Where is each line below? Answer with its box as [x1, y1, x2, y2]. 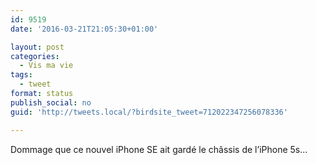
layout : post [10, 42, 65, 52]
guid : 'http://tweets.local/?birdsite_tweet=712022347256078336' [10, 107, 288, 117]
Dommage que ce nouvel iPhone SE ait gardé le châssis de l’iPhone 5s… [10, 143, 308, 155]
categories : [10, 51, 60, 61]
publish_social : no [10, 97, 92, 108]
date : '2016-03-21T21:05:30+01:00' [10, 24, 159, 34]
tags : [10, 70, 33, 80]
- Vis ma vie [19, 61, 74, 71]
